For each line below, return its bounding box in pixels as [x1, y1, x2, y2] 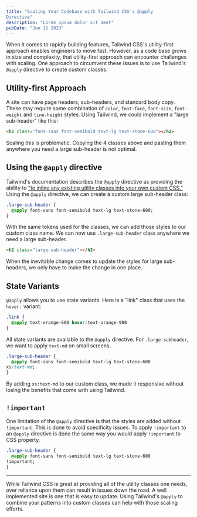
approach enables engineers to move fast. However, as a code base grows [6, 48, 187, 55]
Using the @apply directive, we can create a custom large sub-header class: [6, 190, 189, 197]
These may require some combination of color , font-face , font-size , [6, 105, 173, 112]
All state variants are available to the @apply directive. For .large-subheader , [6, 336, 189, 343]
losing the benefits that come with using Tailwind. [6, 387, 126, 394]
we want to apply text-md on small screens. [6, 342, 111, 349]
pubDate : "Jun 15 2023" [6, 25, 64, 31]
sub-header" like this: [6, 117, 59, 124]
